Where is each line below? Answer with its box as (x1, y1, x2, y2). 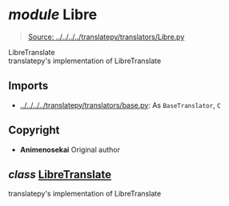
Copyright (8, 124, 60, 137)
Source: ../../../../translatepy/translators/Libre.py (27, 32, 185, 42)
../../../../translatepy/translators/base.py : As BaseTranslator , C (19, 100, 222, 109)
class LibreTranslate (8, 168, 112, 181)
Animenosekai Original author (19, 145, 120, 154)
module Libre (8, 6, 98, 24)
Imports (8, 79, 49, 93)
